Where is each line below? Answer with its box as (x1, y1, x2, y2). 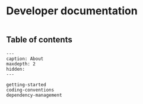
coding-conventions (6, 87, 55, 93)
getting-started (6, 81, 46, 87)
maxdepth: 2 (6, 61, 36, 67)
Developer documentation (6, 4, 138, 18)
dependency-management (6, 92, 62, 98)
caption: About (6, 55, 44, 62)
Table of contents (6, 34, 72, 45)
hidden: (6, 66, 26, 72)
